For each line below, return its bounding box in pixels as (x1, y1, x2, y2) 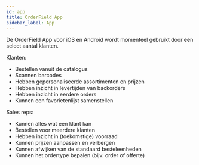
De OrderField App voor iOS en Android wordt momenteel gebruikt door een (6, 36, 194, 43)
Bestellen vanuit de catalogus (14, 66, 88, 73)
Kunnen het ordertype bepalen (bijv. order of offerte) (14, 152, 145, 159)
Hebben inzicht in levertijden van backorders (14, 85, 125, 92)
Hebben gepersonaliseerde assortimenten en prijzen (14, 78, 145, 85)
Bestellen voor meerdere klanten (14, 126, 96, 134)
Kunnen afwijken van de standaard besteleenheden (14, 145, 142, 152)
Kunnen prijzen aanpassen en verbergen (14, 139, 115, 147)
